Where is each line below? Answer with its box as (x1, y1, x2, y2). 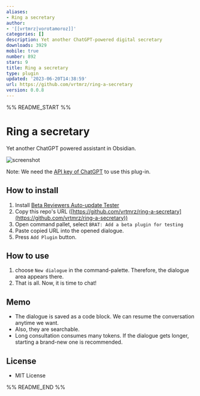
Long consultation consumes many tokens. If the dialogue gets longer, (14, 332, 189, 339)
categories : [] (6, 31, 44, 37)
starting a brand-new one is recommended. (14, 338, 123, 346)
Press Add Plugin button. (14, 233, 77, 241)
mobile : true (6, 48, 39, 54)
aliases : (6, 8, 28, 15)
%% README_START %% (6, 104, 71, 111)
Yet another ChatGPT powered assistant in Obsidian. (6, 144, 136, 152)
